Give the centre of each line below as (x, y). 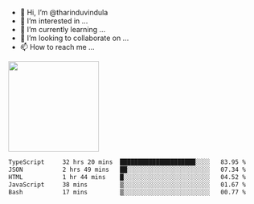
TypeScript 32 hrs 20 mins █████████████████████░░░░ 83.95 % (127, 162)
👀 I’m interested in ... (54, 21)
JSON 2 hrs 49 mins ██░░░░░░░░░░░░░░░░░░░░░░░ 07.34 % (127, 169)
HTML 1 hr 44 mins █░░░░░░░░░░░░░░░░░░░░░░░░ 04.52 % (127, 177)
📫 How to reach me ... (57, 47)
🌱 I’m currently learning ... (63, 29)
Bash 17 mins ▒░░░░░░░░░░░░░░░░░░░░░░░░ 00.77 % (127, 192)
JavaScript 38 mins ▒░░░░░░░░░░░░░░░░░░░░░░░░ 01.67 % (127, 185)
